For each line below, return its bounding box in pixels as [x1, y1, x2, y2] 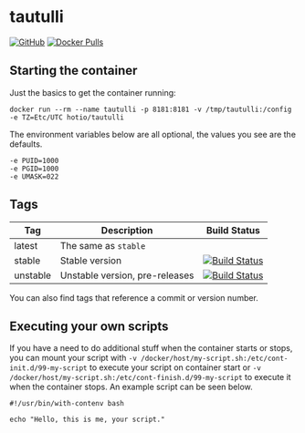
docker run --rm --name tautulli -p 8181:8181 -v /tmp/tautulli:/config [9, 105, 292, 114]
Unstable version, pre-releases [59, 269, 195, 282]
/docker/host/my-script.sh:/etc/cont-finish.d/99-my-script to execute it [9, 372, 291, 383]
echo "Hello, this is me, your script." [9, 415, 166, 425]
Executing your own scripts [9, 318, 169, 334]
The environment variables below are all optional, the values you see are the [9, 129, 297, 139]
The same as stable [59, 239, 146, 252]
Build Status [205, 223, 260, 236]
